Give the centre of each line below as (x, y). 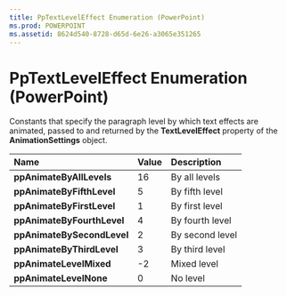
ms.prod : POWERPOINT (48, 26)
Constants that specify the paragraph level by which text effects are (134, 122)
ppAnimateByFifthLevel (65, 192)
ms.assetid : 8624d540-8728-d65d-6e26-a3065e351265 (105, 34)
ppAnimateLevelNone (61, 278)
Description (196, 163)
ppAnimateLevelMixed (62, 264)
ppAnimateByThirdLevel (66, 250)
